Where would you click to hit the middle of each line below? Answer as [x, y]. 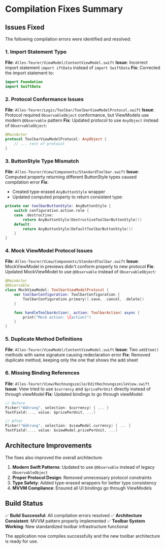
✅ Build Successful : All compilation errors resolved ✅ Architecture [74, 515]
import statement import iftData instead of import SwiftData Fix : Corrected [83, 68]
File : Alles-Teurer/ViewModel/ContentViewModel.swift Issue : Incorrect [76, 63]
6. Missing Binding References [42, 373]
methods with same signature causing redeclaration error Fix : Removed [78, 355]
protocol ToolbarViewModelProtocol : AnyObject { [56, 139]
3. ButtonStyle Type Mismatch [42, 161]
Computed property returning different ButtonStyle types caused [71, 177]
